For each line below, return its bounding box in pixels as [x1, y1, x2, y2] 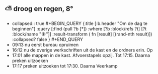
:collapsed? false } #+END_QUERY [12, 36, 84, 42]
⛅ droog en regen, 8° [5, 4, 73, 13]
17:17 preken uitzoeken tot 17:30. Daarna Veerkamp [12, 62, 118, 69]
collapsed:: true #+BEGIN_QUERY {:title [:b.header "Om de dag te [12, 20, 148, 26]
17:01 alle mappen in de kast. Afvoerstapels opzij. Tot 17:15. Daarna [12, 52, 150, 58]
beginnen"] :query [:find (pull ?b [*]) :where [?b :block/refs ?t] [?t [12, 25, 147, 31]
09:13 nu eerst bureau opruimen [12, 41, 79, 47]
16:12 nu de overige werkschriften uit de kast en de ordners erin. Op [12, 47, 153, 53]
